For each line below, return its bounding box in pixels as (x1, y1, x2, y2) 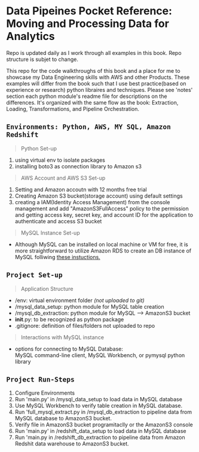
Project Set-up (6, 270, 63, 279)
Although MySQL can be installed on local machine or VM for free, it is (14, 241, 188, 248)
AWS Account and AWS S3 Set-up (20, 174, 106, 182)
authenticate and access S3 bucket (14, 217, 102, 225)
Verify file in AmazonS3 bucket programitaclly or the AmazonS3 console (14, 421, 193, 428)
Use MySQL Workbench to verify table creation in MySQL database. (14, 402, 183, 410)
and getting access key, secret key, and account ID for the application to (14, 211, 193, 219)
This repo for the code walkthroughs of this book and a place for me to (6, 67, 180, 74)
